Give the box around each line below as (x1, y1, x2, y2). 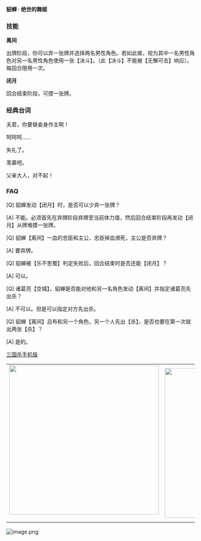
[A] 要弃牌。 (6, 247, 36, 254)
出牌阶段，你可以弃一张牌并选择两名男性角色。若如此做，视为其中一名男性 (6, 49, 190, 56)
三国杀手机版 (6, 351, 38, 358)
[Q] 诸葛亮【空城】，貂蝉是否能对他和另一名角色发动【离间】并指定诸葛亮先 (6, 285, 191, 293)
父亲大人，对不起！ (6, 172, 54, 179)
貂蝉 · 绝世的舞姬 (6, 5, 48, 13)
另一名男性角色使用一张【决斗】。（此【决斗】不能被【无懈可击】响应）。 (16, 57, 193, 64)
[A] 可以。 (6, 272, 31, 279)
